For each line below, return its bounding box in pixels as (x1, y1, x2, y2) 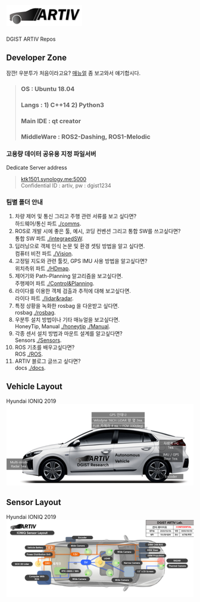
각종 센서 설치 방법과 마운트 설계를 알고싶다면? (14, 330, 123, 337)
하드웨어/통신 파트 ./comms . (14, 220, 82, 227)
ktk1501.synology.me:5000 (20, 175, 87, 182)
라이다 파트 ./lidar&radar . (14, 295, 74, 302)
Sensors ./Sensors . (14, 337, 62, 344)
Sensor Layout (6, 497, 61, 508)
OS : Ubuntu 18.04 (20, 84, 75, 93)
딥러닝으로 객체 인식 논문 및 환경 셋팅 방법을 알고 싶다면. (14, 243, 145, 250)
